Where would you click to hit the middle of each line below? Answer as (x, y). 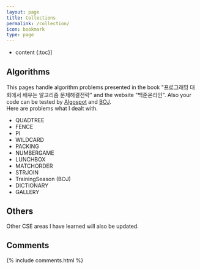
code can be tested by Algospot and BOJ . (59, 101)
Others (20, 212)
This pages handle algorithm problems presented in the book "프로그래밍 (98, 87)
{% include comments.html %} (45, 260)
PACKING (27, 146)
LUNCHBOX (30, 159)
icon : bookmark (26, 29)
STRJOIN (27, 172)
